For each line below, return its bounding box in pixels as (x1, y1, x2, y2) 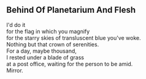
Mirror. (6, 67, 23, 74)
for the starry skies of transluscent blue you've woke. (6, 34, 141, 42)
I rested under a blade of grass (6, 53, 85, 61)
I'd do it (6, 21, 26, 28)
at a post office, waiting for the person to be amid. (6, 60, 133, 67)
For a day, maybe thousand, (6, 47, 77, 55)
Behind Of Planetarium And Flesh (6, 5, 136, 15)
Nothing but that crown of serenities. (6, 40, 99, 48)
